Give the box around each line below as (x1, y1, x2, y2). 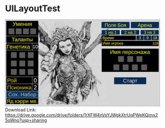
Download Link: (5, 107, 37, 113)
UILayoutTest (5, 3, 60, 14)
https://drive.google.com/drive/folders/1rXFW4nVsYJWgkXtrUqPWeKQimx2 (5, 112, 158, 118)
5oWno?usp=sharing (5, 117, 47, 123)
